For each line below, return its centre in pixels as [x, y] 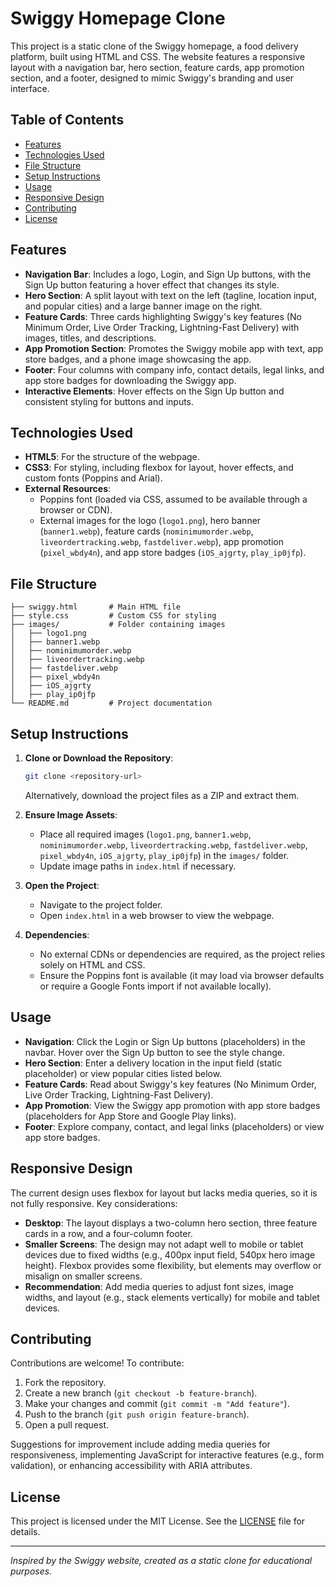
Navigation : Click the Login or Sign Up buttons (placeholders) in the [165, 1041]
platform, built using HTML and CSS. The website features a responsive [158, 56]
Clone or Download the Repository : [99, 758]
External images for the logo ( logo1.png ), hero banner [150, 521]
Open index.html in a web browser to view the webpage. [157, 915]
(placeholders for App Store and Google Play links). [130, 1116]
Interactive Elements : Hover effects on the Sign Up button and [154, 391]
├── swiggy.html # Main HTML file [96, 607]
